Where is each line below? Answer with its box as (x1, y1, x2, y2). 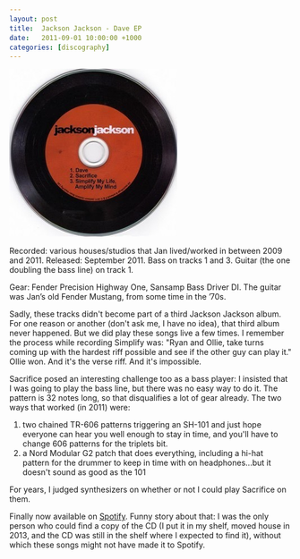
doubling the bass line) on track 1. (9, 265, 134, 275)
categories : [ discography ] (9, 43, 110, 52)
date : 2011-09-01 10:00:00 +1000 (9, 33, 142, 42)
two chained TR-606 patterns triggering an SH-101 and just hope (21, 419, 262, 430)
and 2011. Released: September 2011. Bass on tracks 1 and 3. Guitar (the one (9, 255, 291, 266)
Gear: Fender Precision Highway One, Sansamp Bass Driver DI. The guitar (9, 282, 282, 292)
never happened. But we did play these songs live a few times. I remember (9, 327, 285, 339)
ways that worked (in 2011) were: (9, 402, 131, 413)
